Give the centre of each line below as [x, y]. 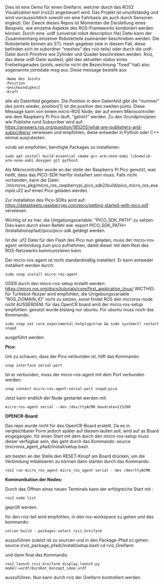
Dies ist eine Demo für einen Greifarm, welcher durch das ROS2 [69, 7]
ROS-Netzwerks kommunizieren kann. [44, 250]
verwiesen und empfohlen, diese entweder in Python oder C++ [96, 132]
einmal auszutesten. [25, 138]
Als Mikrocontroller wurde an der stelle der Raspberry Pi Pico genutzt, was [81, 170]
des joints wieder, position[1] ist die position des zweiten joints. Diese [75, 106]
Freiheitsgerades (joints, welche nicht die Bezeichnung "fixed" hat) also [77, 65]
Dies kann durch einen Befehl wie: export [47, 225]
